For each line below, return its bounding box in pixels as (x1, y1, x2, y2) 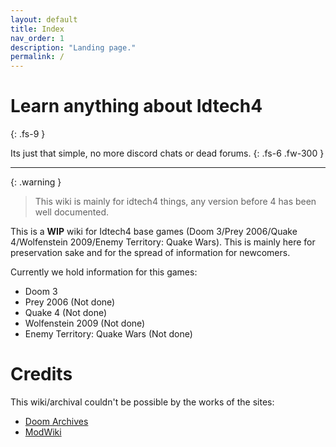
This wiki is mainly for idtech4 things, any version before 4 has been (34, 196, 317, 208)
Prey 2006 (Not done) (24, 296, 116, 308)
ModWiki (24, 426, 62, 438)
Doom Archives (24, 416, 89, 427)
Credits (10, 363, 73, 386)
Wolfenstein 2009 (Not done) (24, 317, 146, 330)
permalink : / (10, 52, 65, 62)
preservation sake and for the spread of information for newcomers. (10, 247, 291, 259)
